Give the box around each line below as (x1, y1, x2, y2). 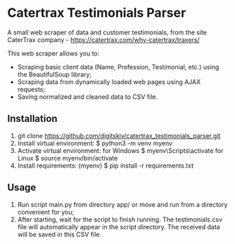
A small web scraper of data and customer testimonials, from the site (7, 28, 208, 36)
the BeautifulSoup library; (17, 70, 92, 79)
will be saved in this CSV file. (17, 230, 102, 238)
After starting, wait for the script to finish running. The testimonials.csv (17, 215, 223, 224)
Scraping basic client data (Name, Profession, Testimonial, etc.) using (17, 62, 220, 71)
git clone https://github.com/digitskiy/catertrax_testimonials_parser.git (17, 131, 221, 140)
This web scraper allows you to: (7, 49, 100, 57)
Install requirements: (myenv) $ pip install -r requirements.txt (17, 161, 194, 170)
